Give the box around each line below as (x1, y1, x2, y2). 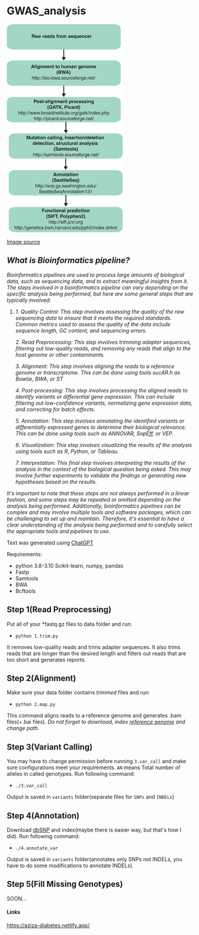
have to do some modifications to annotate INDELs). (7, 862, 134, 869)
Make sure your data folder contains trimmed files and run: (7, 689, 150, 696)
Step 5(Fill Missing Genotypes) (7, 879, 123, 889)
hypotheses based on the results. (15, 478, 97, 485)
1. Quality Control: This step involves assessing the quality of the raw (15, 308, 184, 315)
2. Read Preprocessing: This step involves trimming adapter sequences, (15, 338, 192, 345)
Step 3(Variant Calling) (7, 742, 93, 752)
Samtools (15, 575, 38, 582)
